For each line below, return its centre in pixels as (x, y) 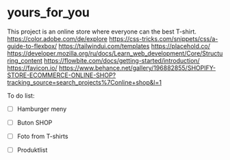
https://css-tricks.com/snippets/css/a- (164, 38)
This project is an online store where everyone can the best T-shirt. (102, 31)
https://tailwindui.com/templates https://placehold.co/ (135, 46)
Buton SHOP (35, 122)
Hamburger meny (42, 109)
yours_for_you (49, 13)
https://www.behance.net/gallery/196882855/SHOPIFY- (137, 68)
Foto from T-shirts (42, 136)
